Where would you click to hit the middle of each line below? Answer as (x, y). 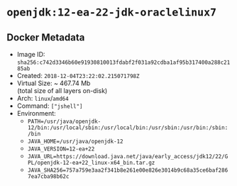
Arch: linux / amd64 (43, 98)
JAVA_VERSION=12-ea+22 (61, 149)
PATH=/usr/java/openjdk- (64, 121)
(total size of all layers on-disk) (62, 91)
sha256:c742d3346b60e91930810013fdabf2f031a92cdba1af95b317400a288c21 (123, 62)
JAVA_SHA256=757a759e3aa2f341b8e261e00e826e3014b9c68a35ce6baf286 (128, 170)
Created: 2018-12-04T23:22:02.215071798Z (78, 76)
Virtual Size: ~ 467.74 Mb (54, 83)
